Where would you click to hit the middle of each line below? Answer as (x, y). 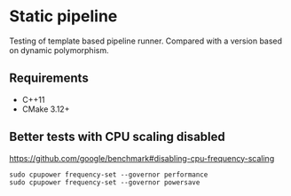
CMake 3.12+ (46, 109)
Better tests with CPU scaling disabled (118, 137)
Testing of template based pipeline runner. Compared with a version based (145, 41)
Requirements (49, 78)
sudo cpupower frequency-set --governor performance (109, 175)
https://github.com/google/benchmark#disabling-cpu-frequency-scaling (142, 158)
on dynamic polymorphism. (59, 50)
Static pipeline (63, 16)
